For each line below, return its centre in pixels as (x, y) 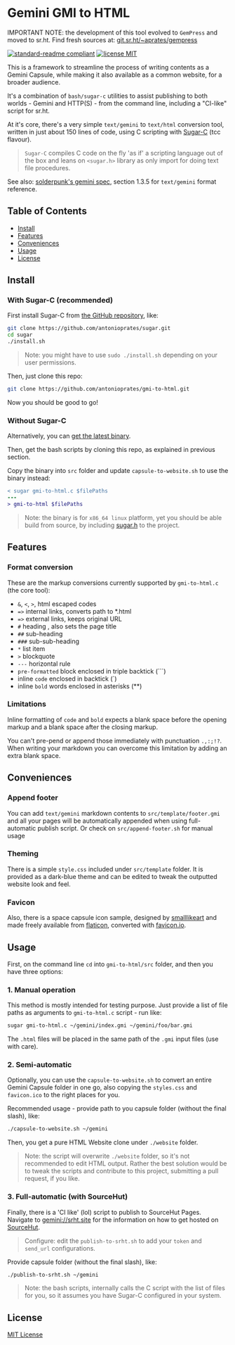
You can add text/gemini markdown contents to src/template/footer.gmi (114, 813)
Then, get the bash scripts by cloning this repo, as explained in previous (111, 450)
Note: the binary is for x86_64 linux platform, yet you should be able (123, 517)
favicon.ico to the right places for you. (64, 1095)
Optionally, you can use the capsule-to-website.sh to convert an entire (109, 1080)
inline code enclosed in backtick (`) (67, 678)
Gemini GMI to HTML (69, 13)
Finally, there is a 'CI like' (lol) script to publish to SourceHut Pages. (104, 1212)
